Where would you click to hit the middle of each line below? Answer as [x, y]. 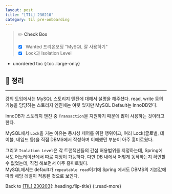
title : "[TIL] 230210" [29, 15]
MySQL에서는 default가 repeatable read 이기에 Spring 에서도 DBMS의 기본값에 [86, 169]
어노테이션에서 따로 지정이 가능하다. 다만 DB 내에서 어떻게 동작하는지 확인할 [90, 157]
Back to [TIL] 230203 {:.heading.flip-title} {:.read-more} [63, 186]
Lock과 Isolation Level [48, 53]
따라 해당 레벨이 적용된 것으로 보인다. [42, 176]
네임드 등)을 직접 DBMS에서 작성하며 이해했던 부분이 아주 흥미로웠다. [85, 140]
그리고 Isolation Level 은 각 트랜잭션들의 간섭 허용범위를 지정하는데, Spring [82, 151]
